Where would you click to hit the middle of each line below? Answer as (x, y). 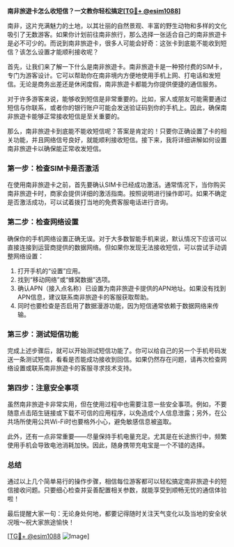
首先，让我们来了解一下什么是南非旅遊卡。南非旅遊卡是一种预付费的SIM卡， (117, 67)
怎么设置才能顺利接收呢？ (62, 52)
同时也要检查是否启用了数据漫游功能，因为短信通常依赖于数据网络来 (115, 305)
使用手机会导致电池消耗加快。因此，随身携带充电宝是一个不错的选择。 (108, 445)
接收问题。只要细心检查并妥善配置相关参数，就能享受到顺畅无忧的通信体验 (120, 490)
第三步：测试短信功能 (43, 334)
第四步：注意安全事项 (43, 387)
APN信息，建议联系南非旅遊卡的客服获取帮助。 (85, 297)
